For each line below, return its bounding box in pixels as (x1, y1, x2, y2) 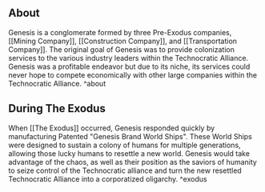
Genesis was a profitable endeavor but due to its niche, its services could (8, 62, 251, 71)
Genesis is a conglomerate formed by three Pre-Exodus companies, (8, 27, 232, 37)
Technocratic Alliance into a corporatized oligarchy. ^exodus (8, 174, 207, 183)
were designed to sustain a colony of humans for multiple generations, (8, 140, 242, 150)
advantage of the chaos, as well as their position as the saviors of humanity (8, 157, 258, 166)
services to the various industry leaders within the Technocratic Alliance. (8, 53, 249, 62)
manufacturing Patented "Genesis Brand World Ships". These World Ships (8, 131, 252, 141)
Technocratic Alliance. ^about (8, 78, 106, 88)
